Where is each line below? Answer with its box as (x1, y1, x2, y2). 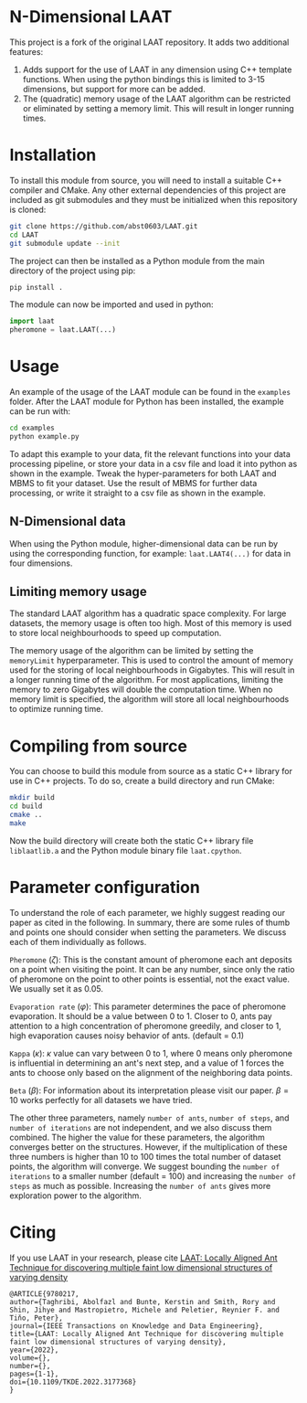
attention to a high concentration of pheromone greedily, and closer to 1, (9, 1020, 281, 1031)
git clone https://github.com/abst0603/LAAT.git (9, 221, 198, 230)
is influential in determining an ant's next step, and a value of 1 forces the (9, 1058, 285, 1068)
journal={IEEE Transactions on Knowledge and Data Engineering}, (9, 1321, 263, 1331)
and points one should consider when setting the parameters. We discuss (9, 926, 287, 938)
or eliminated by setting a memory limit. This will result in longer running (22, 102, 294, 113)
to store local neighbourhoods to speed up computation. (9, 628, 222, 639)
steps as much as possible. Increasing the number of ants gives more (9, 1180, 271, 1191)
